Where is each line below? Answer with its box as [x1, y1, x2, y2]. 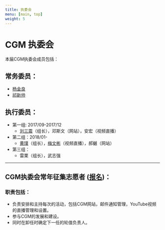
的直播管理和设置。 [12, 207, 52, 213]
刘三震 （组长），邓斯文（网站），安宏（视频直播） [19, 128, 119, 134]
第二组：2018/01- [12, 134, 48, 140]
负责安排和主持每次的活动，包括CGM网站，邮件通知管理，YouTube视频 [12, 201, 157, 207]
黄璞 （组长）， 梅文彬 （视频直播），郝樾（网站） [19, 140, 114, 146]
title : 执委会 [5, 7, 32, 12]
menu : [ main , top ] [5, 12, 43, 17]
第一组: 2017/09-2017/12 [12, 121, 62, 128]
